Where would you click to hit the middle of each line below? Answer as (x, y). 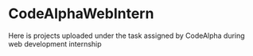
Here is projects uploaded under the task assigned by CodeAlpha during (127, 35)
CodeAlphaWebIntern (81, 14)
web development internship (55, 43)
